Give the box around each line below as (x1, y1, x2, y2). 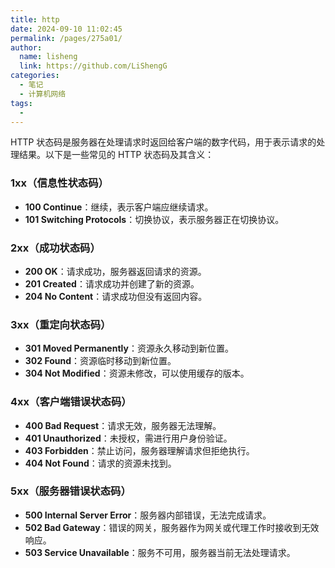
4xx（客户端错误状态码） (10, 395, 132, 409)
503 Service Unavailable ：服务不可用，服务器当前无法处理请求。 (24, 546, 296, 558)
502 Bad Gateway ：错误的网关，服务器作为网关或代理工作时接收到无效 (24, 521, 320, 533)
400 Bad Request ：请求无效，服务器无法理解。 (24, 419, 222, 431)
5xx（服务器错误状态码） (10, 484, 132, 498)
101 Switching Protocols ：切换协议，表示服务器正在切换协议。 (24, 213, 285, 225)
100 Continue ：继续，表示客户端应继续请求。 (24, 201, 214, 213)
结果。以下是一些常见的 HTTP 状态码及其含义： (18, 149, 215, 161)
